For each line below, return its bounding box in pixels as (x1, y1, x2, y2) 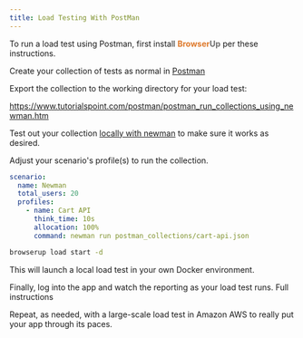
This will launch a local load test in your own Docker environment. (9, 264, 255, 275)
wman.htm (9, 110, 50, 121)
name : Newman (17, 180, 67, 190)
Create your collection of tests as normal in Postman (9, 65, 206, 76)
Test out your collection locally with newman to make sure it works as (9, 128, 269, 139)
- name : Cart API (25, 206, 92, 216)
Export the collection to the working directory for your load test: (9, 82, 248, 93)
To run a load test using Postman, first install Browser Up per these (9, 38, 259, 49)
